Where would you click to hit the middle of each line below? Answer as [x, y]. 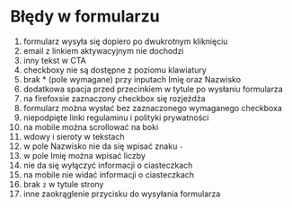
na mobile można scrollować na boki [91, 126]
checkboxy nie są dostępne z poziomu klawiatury [115, 70]
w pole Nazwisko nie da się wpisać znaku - [103, 146]
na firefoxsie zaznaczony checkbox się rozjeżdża [114, 98]
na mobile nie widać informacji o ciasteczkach [109, 174]
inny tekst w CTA [54, 60]
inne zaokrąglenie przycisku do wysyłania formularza [122, 194]
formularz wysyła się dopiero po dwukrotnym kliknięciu [125, 41]
